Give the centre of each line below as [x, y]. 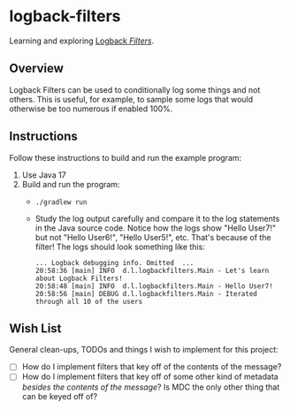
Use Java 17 [44, 175]
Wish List [35, 328]
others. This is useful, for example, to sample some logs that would [131, 99]
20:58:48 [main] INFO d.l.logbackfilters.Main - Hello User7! [154, 286]
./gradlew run [61, 202]
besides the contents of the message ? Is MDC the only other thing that [151, 387]
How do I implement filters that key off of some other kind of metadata [150, 376]
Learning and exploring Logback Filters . [82, 41]
